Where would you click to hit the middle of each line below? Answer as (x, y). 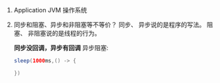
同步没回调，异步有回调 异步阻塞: (61, 48)
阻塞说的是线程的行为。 (67, 33)
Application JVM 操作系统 (51, 10)
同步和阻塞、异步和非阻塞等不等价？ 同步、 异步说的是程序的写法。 (109, 25)
